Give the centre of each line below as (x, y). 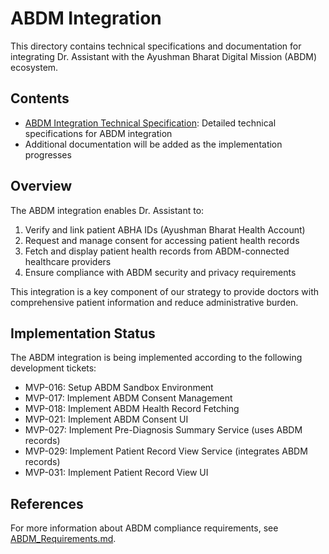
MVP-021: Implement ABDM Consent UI (106, 419)
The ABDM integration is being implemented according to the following (156, 358)
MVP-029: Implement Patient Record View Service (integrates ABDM (166, 451)
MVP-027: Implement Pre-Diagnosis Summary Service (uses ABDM (163, 430)
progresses (48, 154)
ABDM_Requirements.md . (63, 539)
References (47, 503)
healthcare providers (68, 261)
